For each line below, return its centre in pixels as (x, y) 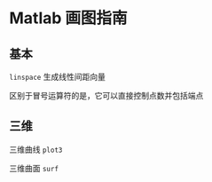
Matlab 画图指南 (68, 18)
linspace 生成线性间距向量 (58, 77)
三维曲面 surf (34, 168)
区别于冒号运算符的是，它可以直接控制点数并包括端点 (106, 95)
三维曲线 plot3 (36, 149)
